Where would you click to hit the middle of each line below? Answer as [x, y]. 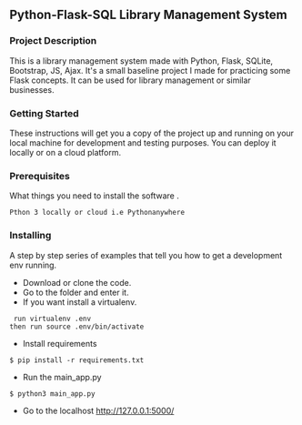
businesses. [32, 89]
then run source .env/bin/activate [77, 327]
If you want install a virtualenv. [80, 302]
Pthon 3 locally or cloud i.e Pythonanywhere [97, 213]
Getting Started [44, 113]
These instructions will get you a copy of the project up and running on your [151, 133]
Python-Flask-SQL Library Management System [149, 15]
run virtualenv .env [52, 319]
